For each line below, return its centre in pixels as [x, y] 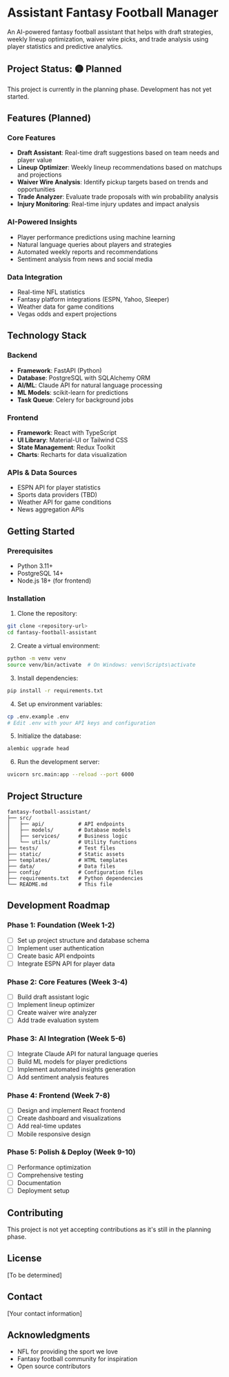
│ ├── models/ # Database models [69, 830]
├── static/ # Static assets [66, 854]
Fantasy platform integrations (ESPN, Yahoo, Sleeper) [93, 300]
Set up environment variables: [60, 704]
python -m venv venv [37, 658]
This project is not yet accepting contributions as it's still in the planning [109, 1229]
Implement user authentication [61, 948]
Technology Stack [47, 336]
